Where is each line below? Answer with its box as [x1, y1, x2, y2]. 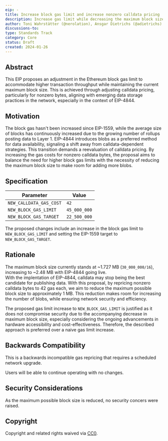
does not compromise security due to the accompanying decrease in [5, 310, 147, 316]
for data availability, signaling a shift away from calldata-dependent [5, 141, 144, 147]
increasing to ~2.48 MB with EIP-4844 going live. [5, 269, 106, 275]
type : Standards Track [5, 30, 52, 35]
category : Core [5, 35, 37, 40]
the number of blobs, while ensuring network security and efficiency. [5, 295, 147, 301]
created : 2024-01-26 [5, 44, 48, 49]
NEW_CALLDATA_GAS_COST [7, 200, 61, 206]
